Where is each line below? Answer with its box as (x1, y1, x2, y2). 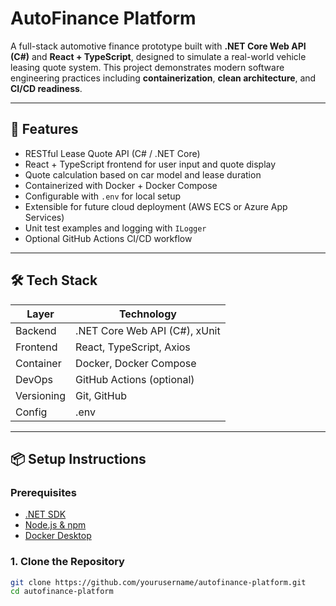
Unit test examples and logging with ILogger (24, 222, 207, 234)
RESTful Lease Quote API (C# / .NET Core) (24, 147, 201, 159)
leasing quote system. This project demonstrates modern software (10, 61, 285, 73)
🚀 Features (10, 121, 79, 138)
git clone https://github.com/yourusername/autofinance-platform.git (10, 577, 307, 587)
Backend (15, 323, 57, 337)
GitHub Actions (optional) (75, 372, 195, 386)
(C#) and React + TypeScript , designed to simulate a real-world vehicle (10, 50, 307, 62)
